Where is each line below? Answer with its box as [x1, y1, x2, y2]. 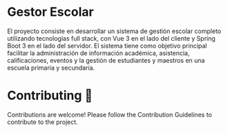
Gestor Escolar [7, 4, 95, 20]
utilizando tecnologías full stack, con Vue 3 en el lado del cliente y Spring [7, 34, 216, 42]
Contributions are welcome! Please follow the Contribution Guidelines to [7, 110, 212, 119]
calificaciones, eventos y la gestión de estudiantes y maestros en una [7, 56, 205, 64]
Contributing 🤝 [7, 88, 93, 103]
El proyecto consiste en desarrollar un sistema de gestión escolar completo [7, 27, 222, 35]
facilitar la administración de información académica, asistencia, [7, 49, 190, 57]
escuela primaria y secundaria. [7, 63, 95, 72]
